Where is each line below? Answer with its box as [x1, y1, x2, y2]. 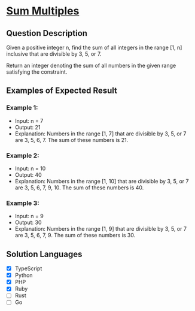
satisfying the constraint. [6, 68, 68, 76]
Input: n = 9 [14, 213, 44, 220]
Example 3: [6, 199, 40, 207]
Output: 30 [14, 219, 42, 226]
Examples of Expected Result [6, 86, 118, 96]
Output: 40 [14, 171, 42, 178]
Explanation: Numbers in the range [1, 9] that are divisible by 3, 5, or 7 [14, 225, 187, 233]
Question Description [6, 28, 88, 38]
